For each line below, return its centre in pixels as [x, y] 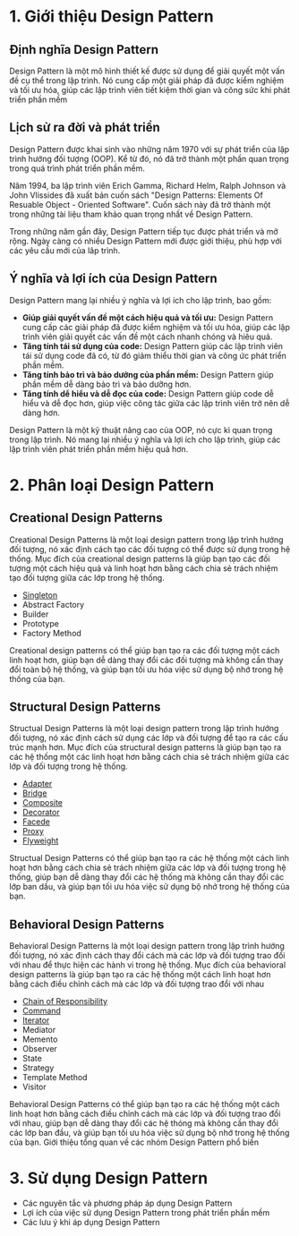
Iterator [36, 1020]
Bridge [34, 793]
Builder [35, 614]
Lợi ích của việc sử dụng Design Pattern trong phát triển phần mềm [146, 1213]
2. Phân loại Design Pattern [112, 485]
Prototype [41, 623]
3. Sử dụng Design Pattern [109, 1178]
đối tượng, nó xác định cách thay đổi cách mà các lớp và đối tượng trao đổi [147, 956]
